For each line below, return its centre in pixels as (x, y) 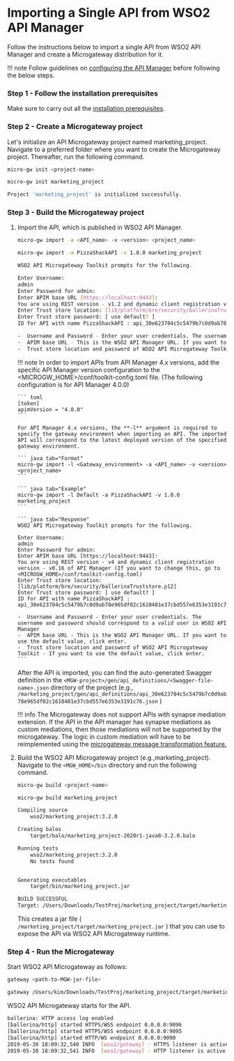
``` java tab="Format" (50, 458)
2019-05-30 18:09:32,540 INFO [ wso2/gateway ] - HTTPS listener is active (118, 1044)
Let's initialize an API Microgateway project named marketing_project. (107, 142)
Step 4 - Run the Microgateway (61, 952)
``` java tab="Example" (52, 489)
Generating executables (52, 880)
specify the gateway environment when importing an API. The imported (122, 434)
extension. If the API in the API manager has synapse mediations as (114, 722)
